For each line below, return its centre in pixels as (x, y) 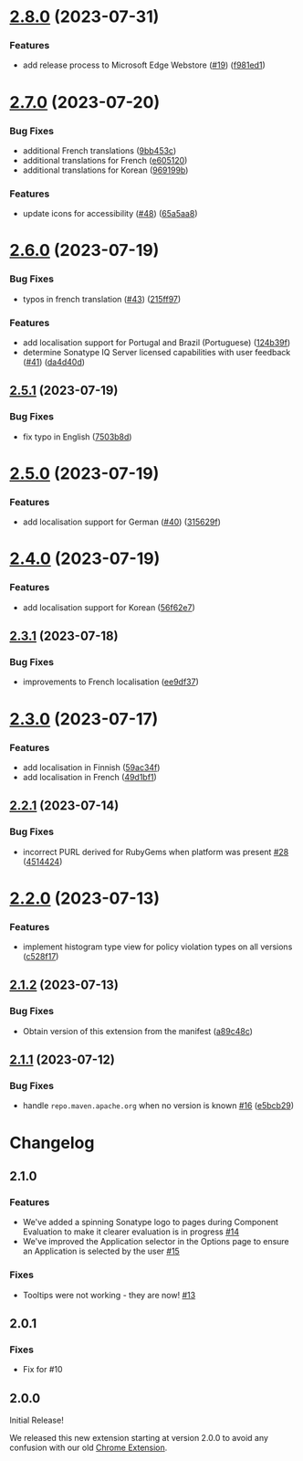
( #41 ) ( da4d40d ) (53, 362)
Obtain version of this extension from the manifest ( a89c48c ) (138, 1031)
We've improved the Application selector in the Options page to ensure (156, 1242)
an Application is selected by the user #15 (101, 1251)
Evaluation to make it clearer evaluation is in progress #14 (131, 1232)
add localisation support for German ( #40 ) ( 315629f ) (122, 522)
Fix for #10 (42, 1370)
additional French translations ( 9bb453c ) (99, 150)
